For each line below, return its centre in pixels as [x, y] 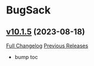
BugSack [28, 10]
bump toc [26, 57]
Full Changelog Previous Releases [47, 46]
